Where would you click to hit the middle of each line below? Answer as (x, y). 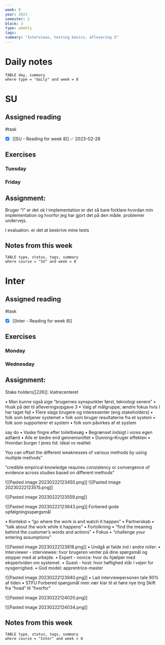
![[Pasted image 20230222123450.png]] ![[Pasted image (63, 482)
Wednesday (20, 364)
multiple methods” (24, 457)
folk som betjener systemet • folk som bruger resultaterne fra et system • (80, 417)
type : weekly (19, 28)
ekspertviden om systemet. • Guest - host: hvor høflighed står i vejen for (79, 562)
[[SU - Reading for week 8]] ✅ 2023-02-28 (56, 139)
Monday (15, 351)
